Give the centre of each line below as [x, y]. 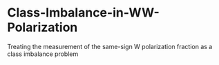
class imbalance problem [43, 54]
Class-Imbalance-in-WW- [84, 13]
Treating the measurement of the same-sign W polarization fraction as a [110, 46]
